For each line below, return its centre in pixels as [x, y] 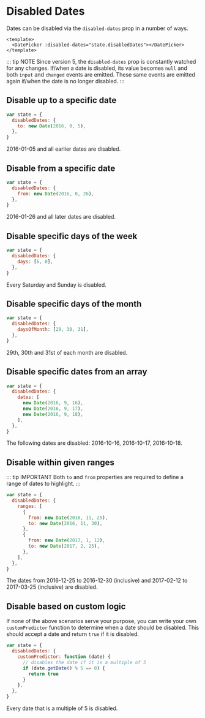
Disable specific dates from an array [77, 372]
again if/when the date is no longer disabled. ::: [65, 81]
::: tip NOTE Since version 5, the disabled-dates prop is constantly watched [101, 61]
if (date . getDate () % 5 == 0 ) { [64, 668]
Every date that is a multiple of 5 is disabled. [62, 708]
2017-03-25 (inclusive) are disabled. [52, 587]
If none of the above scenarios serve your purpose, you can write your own [102, 621]
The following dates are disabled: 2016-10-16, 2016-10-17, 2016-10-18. [94, 443]
